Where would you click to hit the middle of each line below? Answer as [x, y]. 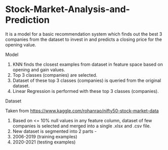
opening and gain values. [39, 70]
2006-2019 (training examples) [45, 136]
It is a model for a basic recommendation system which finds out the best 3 [84, 34]
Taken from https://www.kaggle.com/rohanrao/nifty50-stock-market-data [82, 111]
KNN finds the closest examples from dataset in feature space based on [88, 64]
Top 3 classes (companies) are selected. [55, 75]
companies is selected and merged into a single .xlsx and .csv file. [81, 126]
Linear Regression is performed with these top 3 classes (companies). [86, 91]
